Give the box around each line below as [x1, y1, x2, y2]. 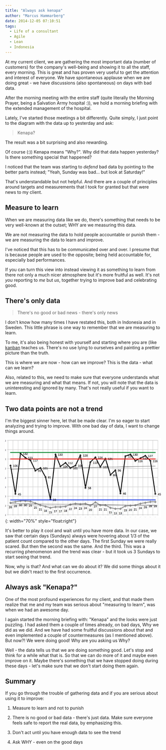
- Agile [9, 34, 26, 39]
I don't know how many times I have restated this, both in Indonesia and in [5, 320, 156, 325]
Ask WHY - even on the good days [12, 739, 83, 745]
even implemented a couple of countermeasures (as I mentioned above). [5, 632, 153, 638]
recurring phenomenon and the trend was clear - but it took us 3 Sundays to [5, 548, 161, 554]
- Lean [9, 40, 23, 45]
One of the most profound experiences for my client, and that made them [5, 596, 154, 602]
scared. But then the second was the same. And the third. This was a [5, 543, 146, 549]
